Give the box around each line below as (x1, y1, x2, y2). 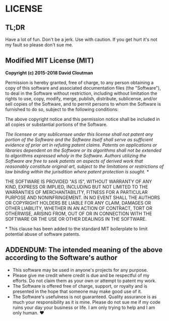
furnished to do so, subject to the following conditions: (5, 106, 119, 112)
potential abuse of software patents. (5, 231, 81, 237)
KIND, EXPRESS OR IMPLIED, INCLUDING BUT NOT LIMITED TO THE (5, 183, 148, 189)
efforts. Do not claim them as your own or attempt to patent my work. (12, 278, 156, 284)
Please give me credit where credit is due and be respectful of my (12, 272, 150, 278)
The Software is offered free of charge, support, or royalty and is (12, 283, 148, 289)
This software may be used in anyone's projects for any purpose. (12, 267, 148, 273)
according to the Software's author (5, 253, 118, 262)
